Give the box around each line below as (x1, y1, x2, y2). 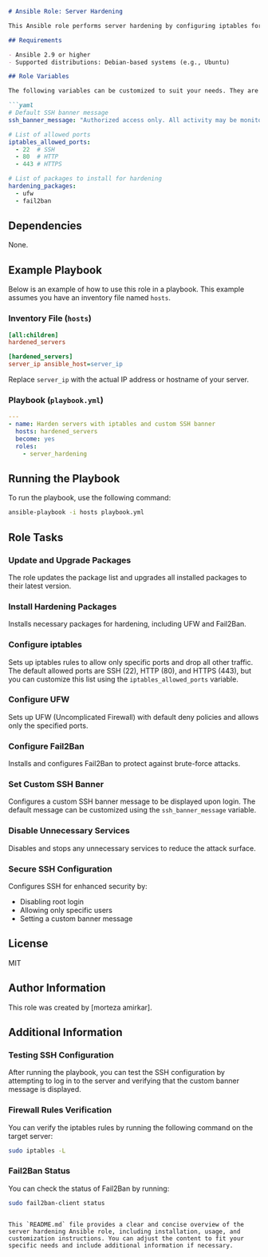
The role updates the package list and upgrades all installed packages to (8, 572, 247, 582)
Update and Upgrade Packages (8, 555, 132, 566)
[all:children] (8, 331, 59, 339)
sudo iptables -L (8, 1146, 66, 1155)
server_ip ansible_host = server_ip (8, 360, 124, 369)
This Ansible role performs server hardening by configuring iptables (8, 22, 248, 30)
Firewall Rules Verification (8, 1105, 112, 1116)
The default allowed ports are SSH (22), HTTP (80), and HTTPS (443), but (8, 666, 252, 675)
